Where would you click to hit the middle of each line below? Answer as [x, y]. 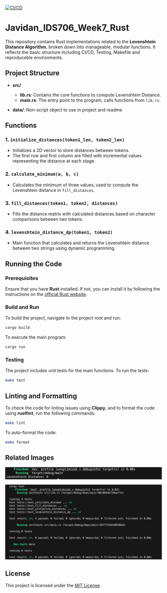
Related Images [30, 458]
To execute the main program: [36, 337]
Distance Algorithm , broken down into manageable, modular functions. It [80, 47]
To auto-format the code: [31, 432]
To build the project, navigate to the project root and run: [63, 318]
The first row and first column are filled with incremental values [77, 156]
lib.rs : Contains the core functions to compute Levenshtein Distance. [90, 95]
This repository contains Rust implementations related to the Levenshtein [81, 41]
